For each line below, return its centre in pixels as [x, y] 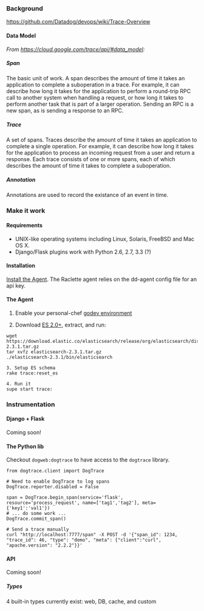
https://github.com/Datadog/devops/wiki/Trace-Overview [78, 22]
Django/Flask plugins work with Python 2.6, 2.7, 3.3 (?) [83, 252]
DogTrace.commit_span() [36, 519]
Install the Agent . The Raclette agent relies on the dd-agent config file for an [102, 279]
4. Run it [19, 384]
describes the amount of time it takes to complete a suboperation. [89, 166]
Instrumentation [31, 404]
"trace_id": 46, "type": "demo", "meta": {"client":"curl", [84, 540]
